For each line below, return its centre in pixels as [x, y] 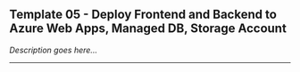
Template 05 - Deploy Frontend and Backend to [143, 15]
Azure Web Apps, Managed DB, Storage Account [148, 29]
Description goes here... [54, 50]
